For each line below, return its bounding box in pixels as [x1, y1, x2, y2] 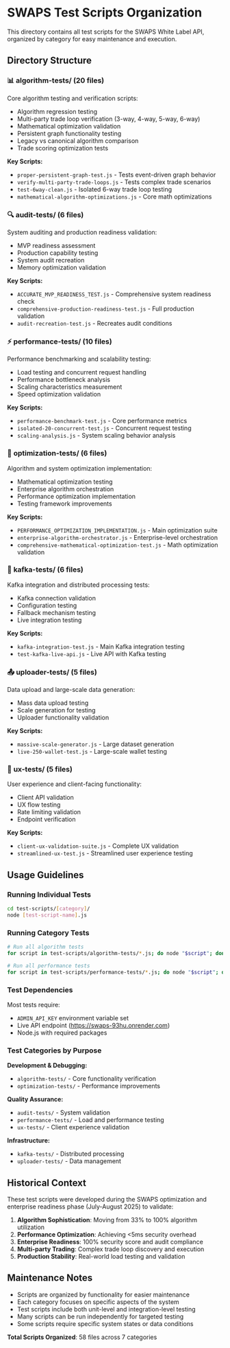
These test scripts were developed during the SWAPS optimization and [7, 1195, 207, 1204]
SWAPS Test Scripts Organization [7, 5, 203, 21]
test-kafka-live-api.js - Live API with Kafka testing [16, 649, 166, 658]
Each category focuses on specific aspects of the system [16, 1297, 179, 1306]
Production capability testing [16, 249, 99, 257]
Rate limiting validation [16, 808, 81, 816]
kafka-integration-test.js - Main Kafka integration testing [16, 642, 185, 651]
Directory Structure [7, 55, 92, 67]
